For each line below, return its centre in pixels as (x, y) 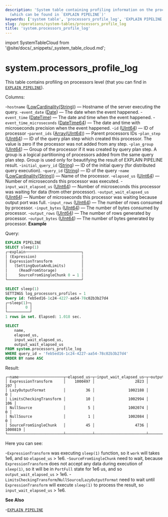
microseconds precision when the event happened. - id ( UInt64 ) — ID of (79, 128)
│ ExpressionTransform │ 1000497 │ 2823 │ (77, 382)
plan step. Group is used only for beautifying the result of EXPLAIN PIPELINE (84, 160)
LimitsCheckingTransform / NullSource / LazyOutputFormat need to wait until (80, 480)
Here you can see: (24, 443)
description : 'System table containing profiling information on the (79, 10)
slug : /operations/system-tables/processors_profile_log (66, 24)
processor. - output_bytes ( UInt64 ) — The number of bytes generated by (80, 219)
